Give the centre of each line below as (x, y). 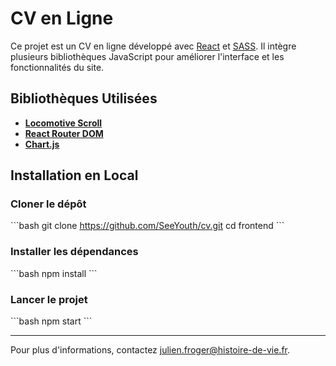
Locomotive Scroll (63, 123)
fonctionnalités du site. (57, 67)
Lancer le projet (49, 299)
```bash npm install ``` (54, 273)
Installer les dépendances (74, 252)
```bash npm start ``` (51, 321)
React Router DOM (64, 133)
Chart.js (42, 144)
